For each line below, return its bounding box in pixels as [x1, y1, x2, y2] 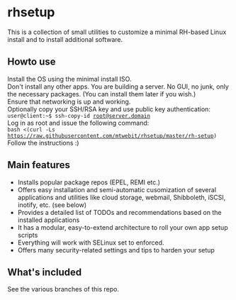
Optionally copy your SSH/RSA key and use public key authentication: [7, 104, 211, 113]
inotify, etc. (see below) [17, 200, 87, 209]
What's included [7, 266, 82, 278]
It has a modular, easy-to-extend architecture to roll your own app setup [17, 223, 228, 231]
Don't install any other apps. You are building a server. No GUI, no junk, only [7, 82, 229, 91]
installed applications [17, 216, 80, 224]
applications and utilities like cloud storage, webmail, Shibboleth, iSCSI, [17, 193, 226, 201]
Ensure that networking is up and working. [7, 97, 131, 106]
